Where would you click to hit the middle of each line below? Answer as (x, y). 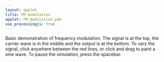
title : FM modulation (28, 15)
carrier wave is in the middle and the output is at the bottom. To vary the (80, 44)
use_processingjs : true (30, 24)
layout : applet (21, 10)
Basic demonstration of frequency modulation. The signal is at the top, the (82, 38)
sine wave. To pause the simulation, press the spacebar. (63, 54)
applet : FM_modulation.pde (33, 19)
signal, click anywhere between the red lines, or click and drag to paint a (80, 49)
